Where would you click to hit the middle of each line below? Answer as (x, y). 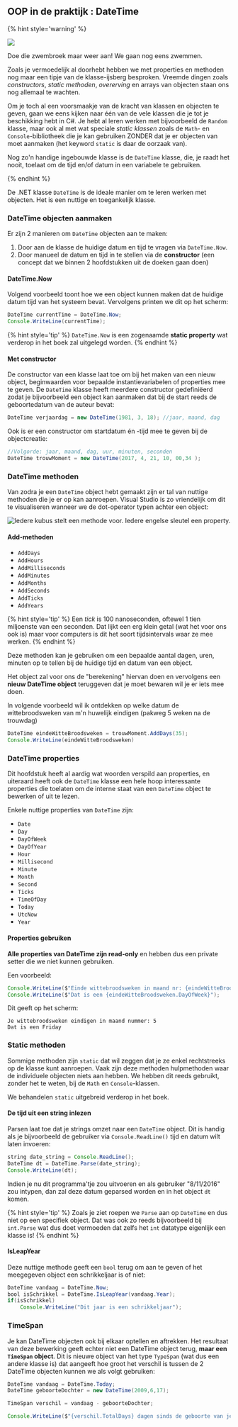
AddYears (30, 606)
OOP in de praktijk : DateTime (73, 12)
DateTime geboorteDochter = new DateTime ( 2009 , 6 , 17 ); (89, 1391)
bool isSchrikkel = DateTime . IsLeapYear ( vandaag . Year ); (91, 1294)
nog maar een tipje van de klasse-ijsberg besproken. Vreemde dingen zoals (118, 77)
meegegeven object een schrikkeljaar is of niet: (76, 1275)
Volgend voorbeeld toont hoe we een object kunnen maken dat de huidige (115, 294)
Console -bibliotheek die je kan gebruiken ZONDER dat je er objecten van (113, 136)
